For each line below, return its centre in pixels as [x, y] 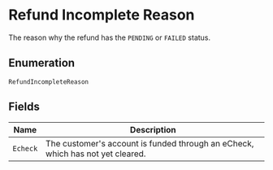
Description [153, 129]
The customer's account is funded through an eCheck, [150, 143]
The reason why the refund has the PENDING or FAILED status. [110, 37]
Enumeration [42, 63]
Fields [24, 107]
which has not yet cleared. [96, 154]
